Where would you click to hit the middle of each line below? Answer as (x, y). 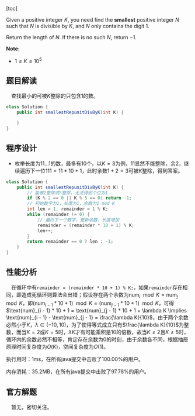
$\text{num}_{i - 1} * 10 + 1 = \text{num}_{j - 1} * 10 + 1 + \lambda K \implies (97, 311)
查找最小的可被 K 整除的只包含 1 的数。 (55, 96)
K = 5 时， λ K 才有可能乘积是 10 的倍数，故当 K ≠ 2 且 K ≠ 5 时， (117, 332)
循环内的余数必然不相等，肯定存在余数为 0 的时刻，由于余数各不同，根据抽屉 (97, 339)
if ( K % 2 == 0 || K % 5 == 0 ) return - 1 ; (79, 198)
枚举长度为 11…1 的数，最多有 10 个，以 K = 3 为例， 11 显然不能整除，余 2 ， (99, 163)
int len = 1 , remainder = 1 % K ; (68, 209)
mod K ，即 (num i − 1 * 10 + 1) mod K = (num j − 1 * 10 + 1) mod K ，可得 (90, 304)
